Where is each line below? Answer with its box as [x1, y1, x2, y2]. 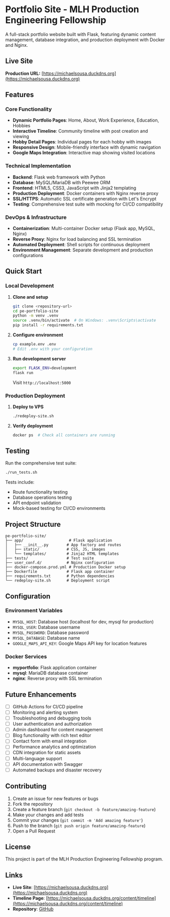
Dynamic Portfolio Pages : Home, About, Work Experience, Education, [12, 117, 159, 123]
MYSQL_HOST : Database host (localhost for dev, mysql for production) [12, 618, 154, 624]
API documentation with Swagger [12, 761, 83, 767]
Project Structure [5, 520, 61, 529]
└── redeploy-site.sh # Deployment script [5, 578, 110, 583]
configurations [12, 252, 44, 259]
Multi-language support [12, 755, 62, 761]
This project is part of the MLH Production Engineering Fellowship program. [5, 856, 163, 862]
